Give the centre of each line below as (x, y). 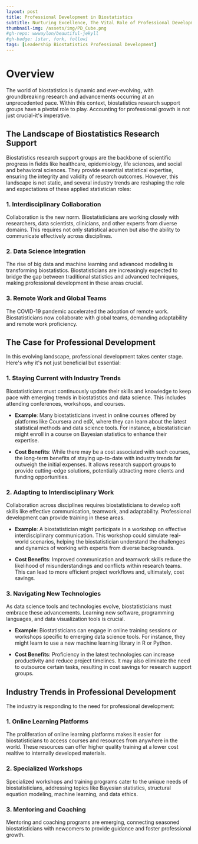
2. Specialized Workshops (44, 768)
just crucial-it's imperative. (38, 115)
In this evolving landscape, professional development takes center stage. (95, 357)
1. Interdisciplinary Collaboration (54, 204)
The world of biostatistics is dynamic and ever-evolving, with (80, 90)
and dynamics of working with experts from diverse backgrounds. (95, 548)
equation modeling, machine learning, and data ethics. (72, 794)
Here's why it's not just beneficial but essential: (63, 363)
